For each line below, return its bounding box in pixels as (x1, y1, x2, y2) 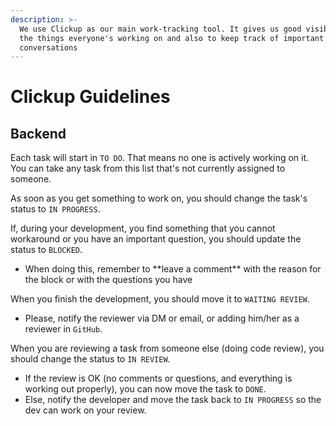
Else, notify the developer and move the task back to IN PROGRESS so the (24, 394, 322, 406)
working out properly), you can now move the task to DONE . (24, 383, 267, 395)
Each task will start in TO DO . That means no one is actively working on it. (10, 152, 310, 164)
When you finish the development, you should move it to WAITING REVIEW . (10, 293, 310, 305)
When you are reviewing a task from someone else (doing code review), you (10, 342, 325, 355)
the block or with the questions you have (24, 274, 193, 286)
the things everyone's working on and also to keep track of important (19, 33, 325, 43)
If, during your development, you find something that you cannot (10, 222, 276, 235)
